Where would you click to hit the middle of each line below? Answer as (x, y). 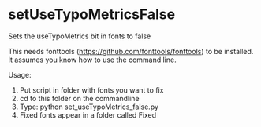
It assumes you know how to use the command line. (92, 60)
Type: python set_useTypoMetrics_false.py (89, 107)
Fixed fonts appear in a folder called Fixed (88, 114)
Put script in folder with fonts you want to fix (91, 90)
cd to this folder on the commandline (79, 98)
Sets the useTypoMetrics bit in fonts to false (80, 36)
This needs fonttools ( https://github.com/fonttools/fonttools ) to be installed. (131, 51)
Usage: (20, 74)
